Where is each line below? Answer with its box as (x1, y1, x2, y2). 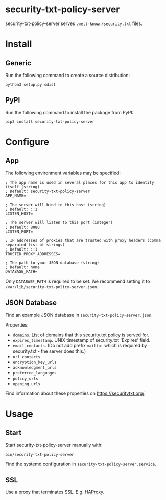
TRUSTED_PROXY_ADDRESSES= (5, 251, 60, 256)
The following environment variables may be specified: (5, 170, 121, 176)
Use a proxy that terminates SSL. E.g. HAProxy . (5, 489, 105, 495)
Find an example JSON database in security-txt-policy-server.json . (5, 312, 153, 318)
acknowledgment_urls (12, 365, 57, 370)
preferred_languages (12, 370, 57, 376)
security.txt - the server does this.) (12, 348, 86, 354)
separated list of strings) (5, 242, 65, 247)
